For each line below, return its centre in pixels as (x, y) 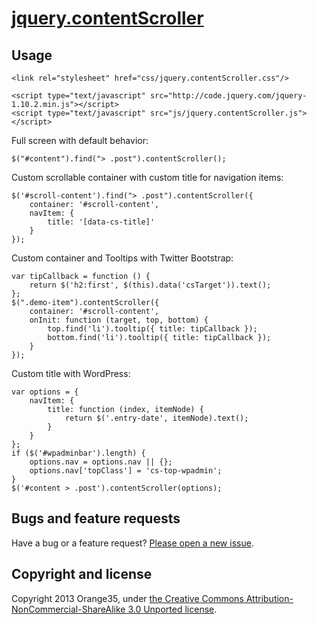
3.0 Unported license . (172, 609)
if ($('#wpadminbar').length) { (78, 453)
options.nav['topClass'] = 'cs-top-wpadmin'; (126, 471)
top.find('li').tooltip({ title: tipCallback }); (152, 329)
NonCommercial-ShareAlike (68, 609)
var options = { (45, 392)
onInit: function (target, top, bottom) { (119, 320)
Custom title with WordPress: (71, 373)
